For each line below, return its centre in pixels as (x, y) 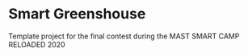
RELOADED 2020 (37, 44)
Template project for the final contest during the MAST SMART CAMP (124, 36)
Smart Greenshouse (77, 14)
